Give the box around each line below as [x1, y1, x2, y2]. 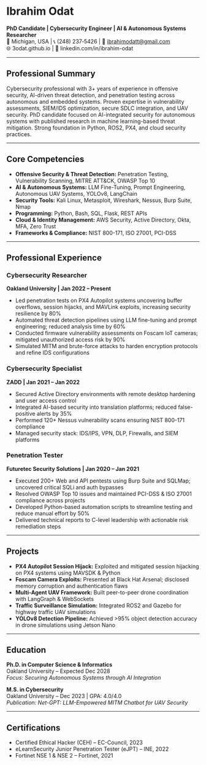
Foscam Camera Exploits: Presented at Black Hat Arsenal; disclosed [15, 575, 189, 583]
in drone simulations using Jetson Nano [15, 621, 115, 629]
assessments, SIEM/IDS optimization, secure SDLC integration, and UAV [6, 104, 188, 112]
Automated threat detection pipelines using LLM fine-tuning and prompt [15, 316, 197, 324]
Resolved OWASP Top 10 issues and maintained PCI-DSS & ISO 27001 [15, 490, 192, 497]
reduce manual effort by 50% [15, 510, 90, 517]
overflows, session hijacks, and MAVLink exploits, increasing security [15, 303, 191, 311]
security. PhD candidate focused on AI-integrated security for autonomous [6, 111, 195, 118]
